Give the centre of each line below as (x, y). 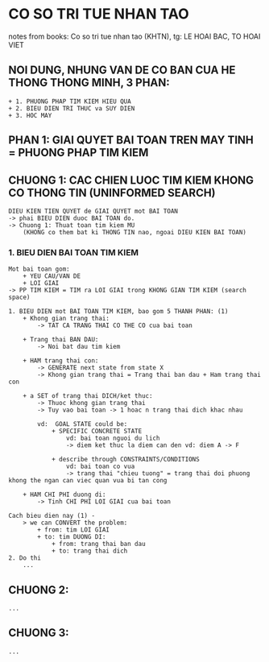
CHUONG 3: (39, 633)
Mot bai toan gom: (39, 269)
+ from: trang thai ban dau (99, 544)
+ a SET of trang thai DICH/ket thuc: (88, 396)
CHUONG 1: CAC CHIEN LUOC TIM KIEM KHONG (131, 180)
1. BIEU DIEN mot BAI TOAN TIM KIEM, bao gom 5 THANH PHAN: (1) (118, 312)
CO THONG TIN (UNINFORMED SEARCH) (112, 193)
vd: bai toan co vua (100, 467)
